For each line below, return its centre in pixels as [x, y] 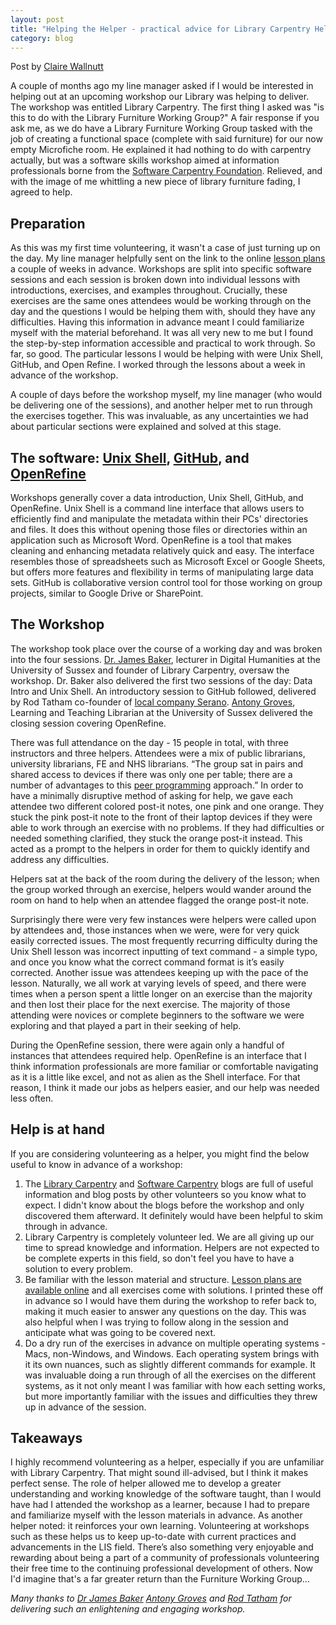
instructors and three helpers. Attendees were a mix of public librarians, [158, 753]
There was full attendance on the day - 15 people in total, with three [149, 742]
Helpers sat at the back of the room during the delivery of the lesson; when [165, 878]
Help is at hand [57, 1129]
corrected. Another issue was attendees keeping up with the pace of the [159, 972]
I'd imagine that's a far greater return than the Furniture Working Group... [160, 1579]
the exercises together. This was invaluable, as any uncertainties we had [159, 416]
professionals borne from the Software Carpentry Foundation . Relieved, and [166, 171]
